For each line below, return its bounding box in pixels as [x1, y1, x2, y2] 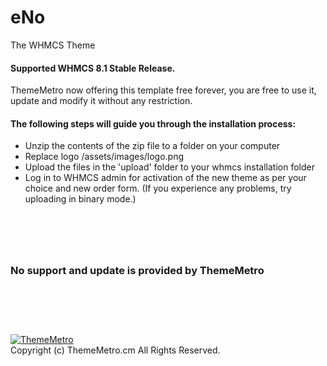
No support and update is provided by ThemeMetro [10, 264, 265, 278]
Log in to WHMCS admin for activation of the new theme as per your [24, 172, 307, 184]
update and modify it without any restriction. [10, 95, 193, 107]
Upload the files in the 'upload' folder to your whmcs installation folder [24, 161, 315, 173]
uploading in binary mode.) [24, 193, 137, 205]
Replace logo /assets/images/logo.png [24, 151, 185, 163]
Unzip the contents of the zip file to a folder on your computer [24, 140, 281, 152]
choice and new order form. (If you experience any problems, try [24, 182, 292, 195]
